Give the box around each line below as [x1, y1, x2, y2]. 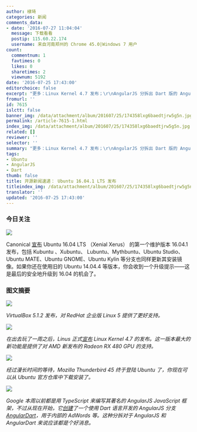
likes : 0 [11, 63, 33, 69]
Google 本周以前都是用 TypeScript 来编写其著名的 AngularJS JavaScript [6, 397, 181, 404]
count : [6, 47, 22, 53]
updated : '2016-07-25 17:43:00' [6, 195, 85, 201]
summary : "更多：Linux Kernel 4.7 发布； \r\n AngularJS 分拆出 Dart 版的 [6, 145, 178, 151]
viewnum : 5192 [11, 74, 46, 80]
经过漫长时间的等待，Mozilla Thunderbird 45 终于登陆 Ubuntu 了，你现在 [6, 366, 183, 373]
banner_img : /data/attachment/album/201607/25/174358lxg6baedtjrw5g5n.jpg [6, 112, 193, 118]
